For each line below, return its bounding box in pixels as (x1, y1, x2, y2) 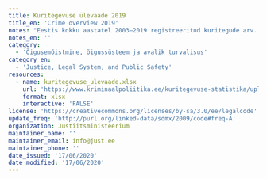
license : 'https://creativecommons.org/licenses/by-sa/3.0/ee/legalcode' (8, 108, 258, 116)
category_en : (8, 56, 52, 64)
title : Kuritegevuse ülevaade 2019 (8, 11, 126, 20)
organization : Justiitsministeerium (8, 122, 130, 130)
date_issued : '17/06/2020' (8, 151, 98, 159)
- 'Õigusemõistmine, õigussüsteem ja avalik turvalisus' (15, 48, 208, 56)
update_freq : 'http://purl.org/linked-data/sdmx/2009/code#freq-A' (8, 115, 237, 123)
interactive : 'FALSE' (22, 100, 94, 108)
